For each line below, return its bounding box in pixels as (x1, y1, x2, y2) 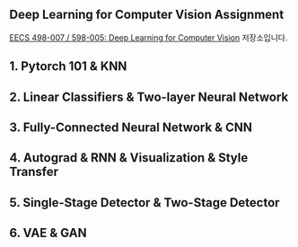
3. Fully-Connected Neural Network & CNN (9, 119, 253, 135)
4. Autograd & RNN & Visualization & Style (9, 150, 249, 165)
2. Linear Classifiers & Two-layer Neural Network (9, 89, 289, 104)
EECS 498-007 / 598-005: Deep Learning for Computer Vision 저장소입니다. (9, 31, 288, 43)
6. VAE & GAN (9, 225, 87, 241)
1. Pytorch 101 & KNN (9, 58, 127, 75)
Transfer (9, 164, 59, 180)
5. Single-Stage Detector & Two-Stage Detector (9, 195, 280, 210)
